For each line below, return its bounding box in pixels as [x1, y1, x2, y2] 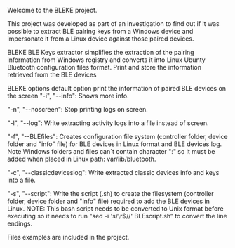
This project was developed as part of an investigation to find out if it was [7, 20, 220, 27]
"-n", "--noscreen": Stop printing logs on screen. [7, 105, 149, 113]
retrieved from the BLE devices [7, 70, 97, 79]
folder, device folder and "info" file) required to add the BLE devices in [7, 197, 210, 205]
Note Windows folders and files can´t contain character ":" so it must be [7, 148, 215, 155]
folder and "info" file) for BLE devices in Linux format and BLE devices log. [7, 140, 222, 148]
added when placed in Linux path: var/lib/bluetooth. [7, 155, 156, 163]
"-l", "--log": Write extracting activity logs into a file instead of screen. [7, 119, 209, 127]
